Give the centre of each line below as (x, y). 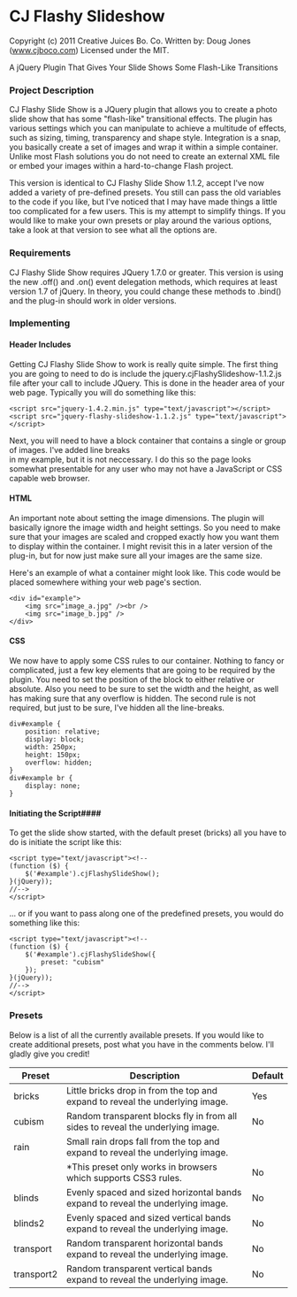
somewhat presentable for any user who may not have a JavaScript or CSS (146, 468)
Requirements (40, 253)
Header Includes (40, 345)
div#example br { (41, 779)
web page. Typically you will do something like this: (103, 392)
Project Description (52, 90)
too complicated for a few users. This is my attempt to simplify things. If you (147, 211)
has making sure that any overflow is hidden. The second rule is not (133, 698)
